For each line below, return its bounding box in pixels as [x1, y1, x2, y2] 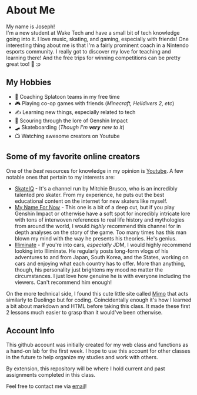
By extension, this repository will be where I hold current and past [6, 365, 166, 372]
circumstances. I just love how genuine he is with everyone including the [14, 272, 191, 279]
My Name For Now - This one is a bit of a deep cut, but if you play [14, 203, 175, 210]
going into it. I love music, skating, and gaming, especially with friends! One [6, 35, 189, 42]
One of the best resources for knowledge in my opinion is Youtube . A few [6, 167, 183, 174]
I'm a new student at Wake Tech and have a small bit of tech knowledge [6, 29, 180, 36]
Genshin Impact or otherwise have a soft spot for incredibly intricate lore [14, 210, 191, 217]
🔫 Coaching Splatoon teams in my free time [14, 93, 120, 100]
